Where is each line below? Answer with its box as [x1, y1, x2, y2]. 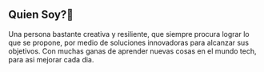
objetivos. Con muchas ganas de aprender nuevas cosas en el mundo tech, [8, 46, 257, 56]
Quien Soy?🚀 [8, 8, 74, 22]
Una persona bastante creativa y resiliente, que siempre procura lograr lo [8, 29, 250, 38]
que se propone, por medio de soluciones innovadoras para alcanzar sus [8, 38, 250, 47]
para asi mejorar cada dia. [8, 54, 94, 64]
